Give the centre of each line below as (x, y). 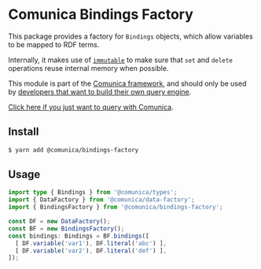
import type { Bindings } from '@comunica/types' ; (93, 193)
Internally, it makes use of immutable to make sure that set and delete (121, 60)
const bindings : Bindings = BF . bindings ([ (79, 236)
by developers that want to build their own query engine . (100, 91)
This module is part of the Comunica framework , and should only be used (127, 83)
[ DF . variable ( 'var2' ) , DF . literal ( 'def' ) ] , (91, 251)
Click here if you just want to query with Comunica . (91, 107)
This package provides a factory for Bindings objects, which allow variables (130, 36)
